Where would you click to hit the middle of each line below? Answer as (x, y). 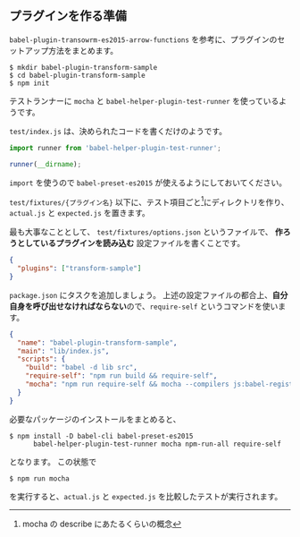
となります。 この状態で (53, 461)
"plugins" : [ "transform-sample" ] (79, 268)
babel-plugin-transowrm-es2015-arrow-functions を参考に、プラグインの (143, 39)
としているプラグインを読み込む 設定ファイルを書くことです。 (131, 243)
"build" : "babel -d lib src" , (82, 368)
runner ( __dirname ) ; (46, 164)
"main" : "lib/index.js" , (63, 351)
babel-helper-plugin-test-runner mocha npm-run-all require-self (157, 444)
